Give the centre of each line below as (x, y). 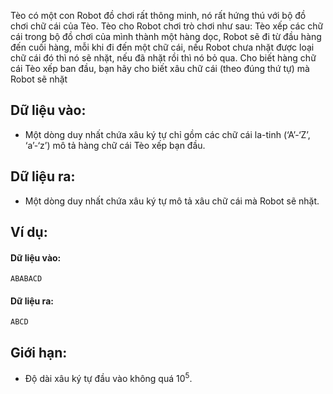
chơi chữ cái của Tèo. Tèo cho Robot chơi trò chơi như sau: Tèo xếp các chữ (167, 26)
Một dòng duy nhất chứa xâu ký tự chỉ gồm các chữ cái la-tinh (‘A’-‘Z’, (167, 134)
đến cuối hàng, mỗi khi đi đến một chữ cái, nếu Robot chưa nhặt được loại (162, 47)
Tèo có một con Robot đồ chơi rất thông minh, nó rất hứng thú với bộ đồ (158, 15)
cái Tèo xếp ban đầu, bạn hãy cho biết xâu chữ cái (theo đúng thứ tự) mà (160, 68)
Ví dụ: (29, 232)
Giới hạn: (39, 352)
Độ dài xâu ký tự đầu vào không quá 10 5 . (108, 377)
